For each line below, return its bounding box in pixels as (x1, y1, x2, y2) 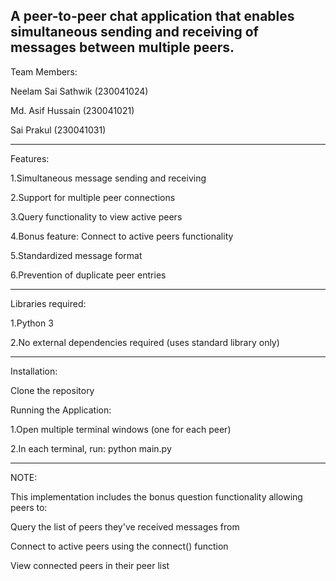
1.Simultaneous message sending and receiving (10, 172, 207, 184)
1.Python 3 (10, 317, 54, 329)
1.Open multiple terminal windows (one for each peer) (10, 423, 232, 435)
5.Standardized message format (10, 249, 143, 261)
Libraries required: (10, 297, 87, 309)
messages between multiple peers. (10, 39, 235, 56)
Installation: (10, 365, 58, 377)
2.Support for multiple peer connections (10, 191, 176, 203)
